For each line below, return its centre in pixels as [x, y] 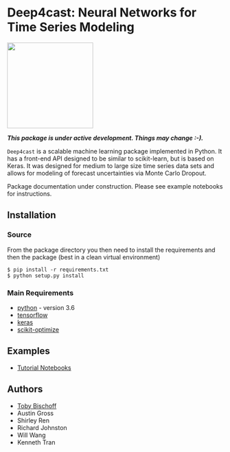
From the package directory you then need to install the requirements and [111, 250]
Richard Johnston [42, 427]
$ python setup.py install [46, 276]
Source [20, 235]
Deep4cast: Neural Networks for [102, 13]
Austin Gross [35, 413]
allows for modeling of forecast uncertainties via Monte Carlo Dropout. [107, 173]
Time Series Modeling [71, 27]
